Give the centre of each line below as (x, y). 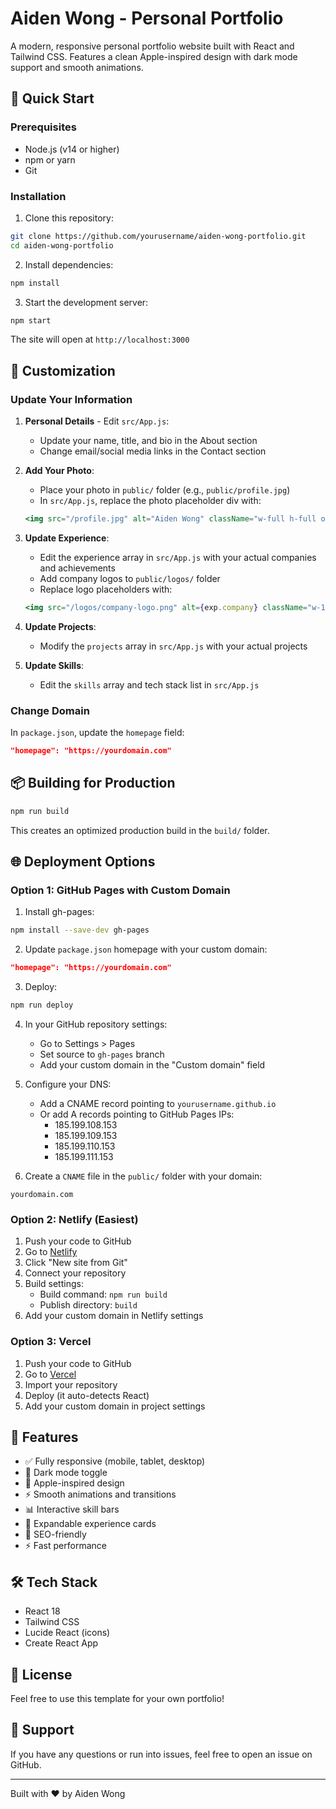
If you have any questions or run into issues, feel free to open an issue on (161, 1754)
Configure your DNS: (68, 1084)
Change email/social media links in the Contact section (153, 451)
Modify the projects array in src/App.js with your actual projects (173, 646)
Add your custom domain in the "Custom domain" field (152, 1065)
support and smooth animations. (77, 67)
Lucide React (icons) (67, 1633)
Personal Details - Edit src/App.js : (97, 421)
